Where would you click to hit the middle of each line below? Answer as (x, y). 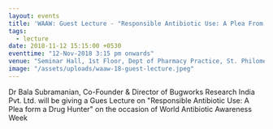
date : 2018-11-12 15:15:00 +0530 (65, 46)
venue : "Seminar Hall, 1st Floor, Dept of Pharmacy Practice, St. (123, 62)
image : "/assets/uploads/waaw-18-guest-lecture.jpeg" (102, 69)
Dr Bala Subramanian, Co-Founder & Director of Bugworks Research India (132, 92)
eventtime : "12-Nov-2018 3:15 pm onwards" (81, 54)
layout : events (34, 16)
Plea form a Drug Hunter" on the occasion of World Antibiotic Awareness (130, 109)
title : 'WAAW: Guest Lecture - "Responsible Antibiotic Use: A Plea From (136, 24)
